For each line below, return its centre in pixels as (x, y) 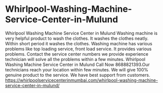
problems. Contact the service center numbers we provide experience (77, 54)
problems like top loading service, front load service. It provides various (79, 49)
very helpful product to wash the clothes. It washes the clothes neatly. (77, 38)
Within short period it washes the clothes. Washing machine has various (79, 43)
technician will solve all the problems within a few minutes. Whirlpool (75, 59)
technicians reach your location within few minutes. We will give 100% (77, 69)
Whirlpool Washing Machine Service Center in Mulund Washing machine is (81, 33)
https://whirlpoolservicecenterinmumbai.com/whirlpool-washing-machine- (81, 80)
